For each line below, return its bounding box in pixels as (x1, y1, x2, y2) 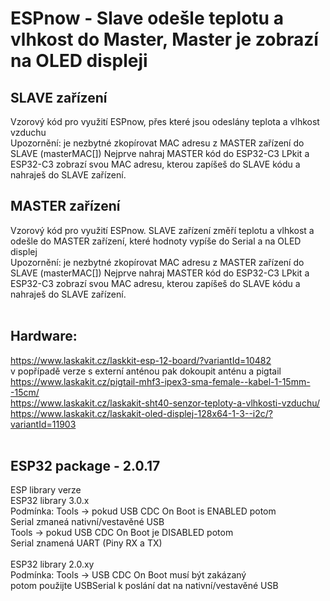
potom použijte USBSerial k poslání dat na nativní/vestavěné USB (10, 580, 279, 592)
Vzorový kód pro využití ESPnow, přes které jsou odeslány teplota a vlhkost (10, 116, 320, 127)
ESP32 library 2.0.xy (10, 558, 95, 571)
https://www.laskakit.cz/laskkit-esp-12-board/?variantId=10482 (10, 354, 272, 366)
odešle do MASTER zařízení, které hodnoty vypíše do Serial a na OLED (10, 235, 302, 247)
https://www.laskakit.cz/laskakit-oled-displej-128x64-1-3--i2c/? (10, 407, 273, 419)
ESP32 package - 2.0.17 (10, 458, 161, 475)
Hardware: (10, 328, 78, 345)
